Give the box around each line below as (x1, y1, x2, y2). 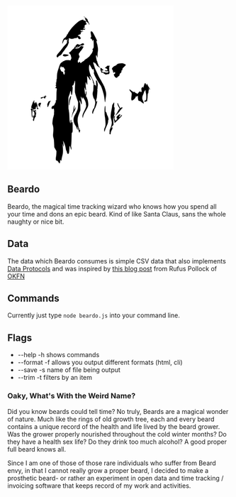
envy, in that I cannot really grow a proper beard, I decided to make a (7, 466, 209, 474)
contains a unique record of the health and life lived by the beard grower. (7, 422, 220, 431)
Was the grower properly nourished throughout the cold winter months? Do (7, 430, 227, 438)
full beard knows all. (7, 444, 67, 453)
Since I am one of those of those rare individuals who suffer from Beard (7, 459, 216, 467)
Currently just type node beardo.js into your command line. (7, 311, 181, 319)
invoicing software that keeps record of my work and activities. (7, 481, 191, 490)
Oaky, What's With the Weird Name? (7, 391, 136, 401)
